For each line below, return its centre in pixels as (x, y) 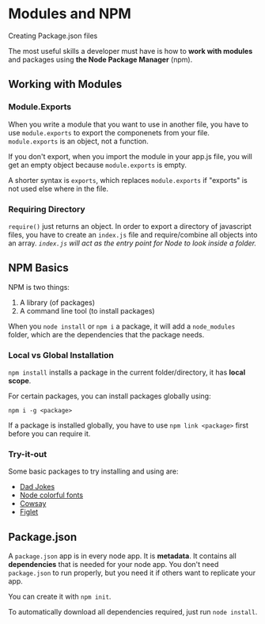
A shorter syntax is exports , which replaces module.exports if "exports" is (128, 180)
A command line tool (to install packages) (87, 310)
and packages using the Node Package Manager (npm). (100, 59)
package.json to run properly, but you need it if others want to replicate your (132, 573)
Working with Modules (65, 84)
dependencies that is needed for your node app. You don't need (114, 565)
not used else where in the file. (59, 188)
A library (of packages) (57, 302)
